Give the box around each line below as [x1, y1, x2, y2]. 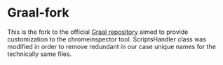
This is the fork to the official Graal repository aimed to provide [7, 28, 189, 36]
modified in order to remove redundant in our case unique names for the [7, 42, 216, 50]
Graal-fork [7, 5, 70, 21]
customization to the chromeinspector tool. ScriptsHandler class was [7, 35, 207, 43]
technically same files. [7, 50, 72, 58]
